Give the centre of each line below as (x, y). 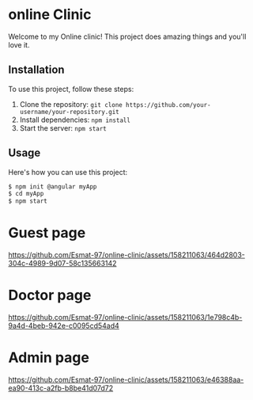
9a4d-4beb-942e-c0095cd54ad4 (64, 326)
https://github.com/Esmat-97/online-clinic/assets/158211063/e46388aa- (126, 379)
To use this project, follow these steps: (71, 89)
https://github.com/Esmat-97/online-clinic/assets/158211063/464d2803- (126, 255)
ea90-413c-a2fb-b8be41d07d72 (61, 388)
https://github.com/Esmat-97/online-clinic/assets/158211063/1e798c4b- (125, 318)
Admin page (49, 358)
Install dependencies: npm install (75, 120)
